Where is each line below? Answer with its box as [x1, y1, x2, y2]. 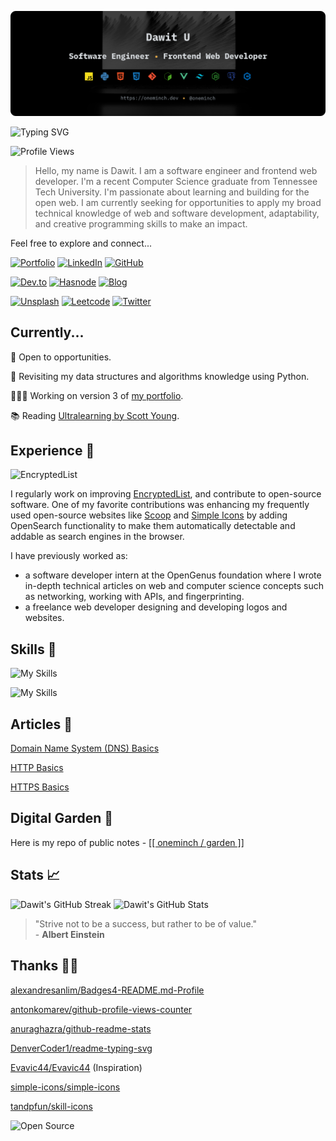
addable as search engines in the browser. [10, 531, 185, 543]
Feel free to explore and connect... [10, 237, 153, 249]
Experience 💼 [10, 442, 95, 460]
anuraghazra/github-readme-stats [10, 1022, 152, 1035]
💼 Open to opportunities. [10, 351, 112, 363]
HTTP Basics [10, 762, 64, 774]
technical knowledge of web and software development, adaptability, [34, 207, 320, 219]
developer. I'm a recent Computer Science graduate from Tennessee [34, 175, 318, 187]
